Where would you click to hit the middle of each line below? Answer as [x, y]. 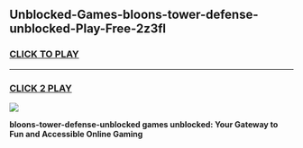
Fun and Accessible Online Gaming [76, 134]
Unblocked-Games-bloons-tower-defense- [134, 15]
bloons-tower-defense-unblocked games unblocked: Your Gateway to [144, 124]
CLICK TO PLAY [44, 55]
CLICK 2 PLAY [41, 88]
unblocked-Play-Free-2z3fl [88, 29]
